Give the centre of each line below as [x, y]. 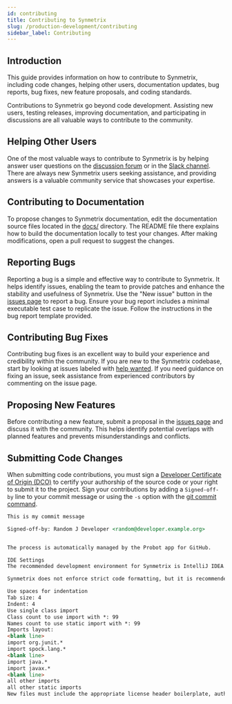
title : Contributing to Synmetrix [57, 20]
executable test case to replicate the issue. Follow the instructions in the [110, 309]
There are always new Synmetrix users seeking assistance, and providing [112, 173]
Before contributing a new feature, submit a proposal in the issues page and [115, 422]
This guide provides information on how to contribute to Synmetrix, [103, 77]
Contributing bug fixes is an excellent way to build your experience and [108, 354]
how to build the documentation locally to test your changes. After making [112, 233]
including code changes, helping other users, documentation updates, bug [113, 85]
